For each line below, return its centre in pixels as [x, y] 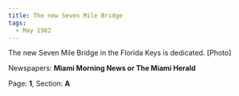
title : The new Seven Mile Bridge [66, 15]
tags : [17, 23]
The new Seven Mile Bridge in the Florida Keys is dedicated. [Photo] [120, 53]
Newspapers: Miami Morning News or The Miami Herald [102, 68]
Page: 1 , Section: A [39, 83]
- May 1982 [33, 30]
